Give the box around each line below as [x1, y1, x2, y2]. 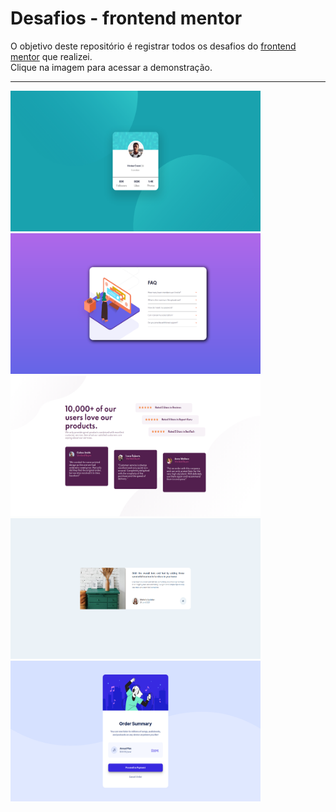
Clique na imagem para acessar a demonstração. [10, 61, 213, 73]
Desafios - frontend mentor [10, 7, 243, 30]
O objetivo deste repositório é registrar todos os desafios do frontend [10, 40, 297, 52]
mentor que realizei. [10, 50, 93, 62]
